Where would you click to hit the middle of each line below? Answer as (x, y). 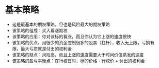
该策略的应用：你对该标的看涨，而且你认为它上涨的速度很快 (72, 36)
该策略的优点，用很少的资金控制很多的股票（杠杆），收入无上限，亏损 (81, 42)
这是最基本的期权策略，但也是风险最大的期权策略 (61, 24)
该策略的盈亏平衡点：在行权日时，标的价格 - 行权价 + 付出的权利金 (79, 61)
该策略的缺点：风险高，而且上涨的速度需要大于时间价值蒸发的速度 (78, 54)
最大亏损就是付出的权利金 (46, 49)
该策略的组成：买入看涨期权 (40, 30)
